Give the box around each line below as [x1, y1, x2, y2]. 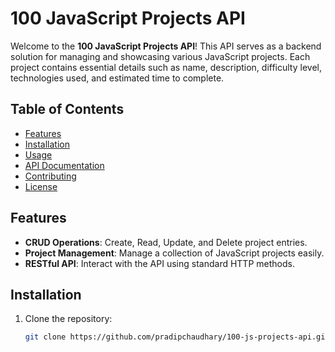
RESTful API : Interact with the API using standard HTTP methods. [24, 257, 295, 269]
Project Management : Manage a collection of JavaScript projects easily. [24, 247, 325, 259]
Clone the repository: [24, 313, 113, 325]
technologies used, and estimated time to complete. [10, 72, 225, 84]
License [24, 180, 58, 192]
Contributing [24, 170, 77, 182]
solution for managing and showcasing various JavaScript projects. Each [10, 50, 311, 62]
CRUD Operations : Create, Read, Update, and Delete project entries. [24, 236, 308, 248]
